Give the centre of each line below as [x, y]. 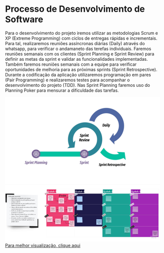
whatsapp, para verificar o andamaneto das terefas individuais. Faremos [78, 49]
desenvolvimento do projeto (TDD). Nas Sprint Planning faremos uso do [78, 85]
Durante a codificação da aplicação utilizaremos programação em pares [78, 75]
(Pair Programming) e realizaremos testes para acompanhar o [68, 80]
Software [24, 19]
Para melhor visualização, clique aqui [43, 246]
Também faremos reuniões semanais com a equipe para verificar [71, 64]
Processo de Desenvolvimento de [75, 9]
